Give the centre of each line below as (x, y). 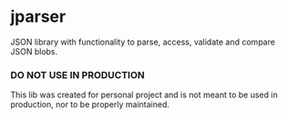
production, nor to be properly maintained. (90, 104)
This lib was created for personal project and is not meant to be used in (144, 95)
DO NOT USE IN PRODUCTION (77, 74)
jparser (38, 17)
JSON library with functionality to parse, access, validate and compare (143, 42)
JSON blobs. (34, 51)
